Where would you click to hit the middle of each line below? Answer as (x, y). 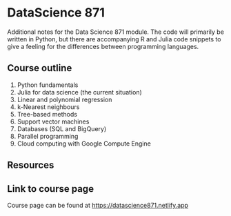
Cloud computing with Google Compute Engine (84, 144)
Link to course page (51, 189)
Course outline (40, 68)
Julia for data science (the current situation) (80, 92)
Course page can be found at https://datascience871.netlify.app (98, 205)
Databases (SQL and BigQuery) (62, 128)
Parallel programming (48, 136)
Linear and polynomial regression (64, 99)
